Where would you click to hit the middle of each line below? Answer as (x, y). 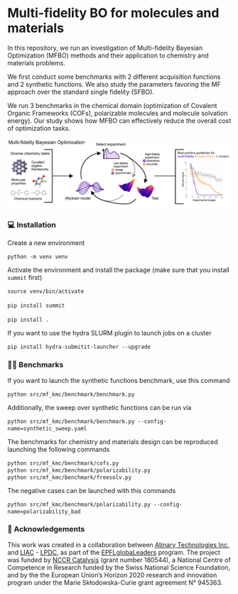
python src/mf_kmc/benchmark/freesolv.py (70, 477)
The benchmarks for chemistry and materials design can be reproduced (113, 441)
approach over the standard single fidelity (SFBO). (81, 92)
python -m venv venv (38, 257)
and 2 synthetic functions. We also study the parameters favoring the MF (114, 84)
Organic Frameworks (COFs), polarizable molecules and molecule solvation (118, 113)
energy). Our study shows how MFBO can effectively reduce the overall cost (119, 120)
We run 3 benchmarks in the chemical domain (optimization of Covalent (112, 105)
